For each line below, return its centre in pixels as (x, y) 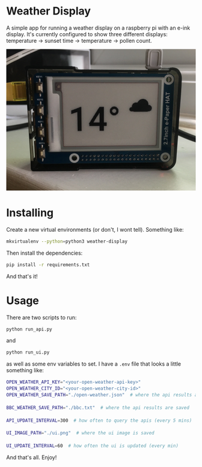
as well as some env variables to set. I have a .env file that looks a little (94, 364)
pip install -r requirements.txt (48, 265)
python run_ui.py (28, 352)
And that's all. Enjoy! (32, 457)
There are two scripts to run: (41, 317)
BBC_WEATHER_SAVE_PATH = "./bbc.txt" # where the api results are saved (98, 408)
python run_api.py (29, 329)
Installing (30, 213)
